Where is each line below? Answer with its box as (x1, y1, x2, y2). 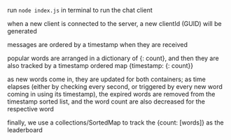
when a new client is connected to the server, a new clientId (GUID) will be (7, 20, 222, 27)
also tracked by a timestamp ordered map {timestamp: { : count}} (7, 62, 194, 69)
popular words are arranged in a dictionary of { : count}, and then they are (7, 54, 219, 62)
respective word (7, 105, 55, 113)
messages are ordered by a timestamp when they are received (7, 41, 188, 48)
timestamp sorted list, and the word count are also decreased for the (7, 97, 205, 106)
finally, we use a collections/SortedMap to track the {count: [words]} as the (7, 118, 224, 127)
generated (7, 27, 37, 35)
